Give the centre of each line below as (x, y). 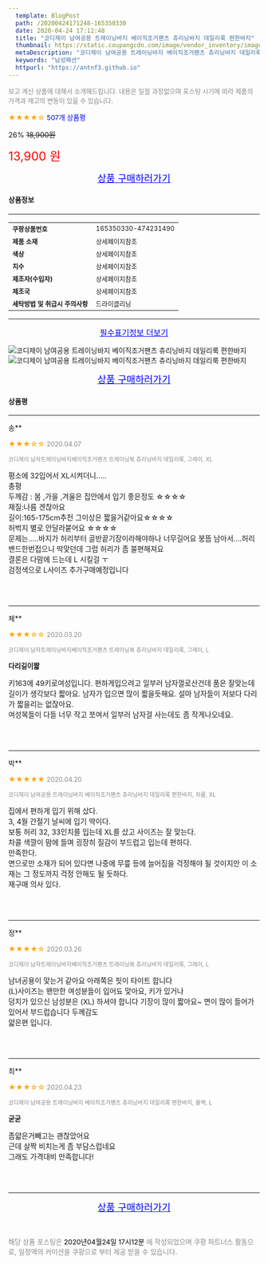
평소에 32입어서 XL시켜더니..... (57, 476)
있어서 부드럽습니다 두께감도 (53, 1012)
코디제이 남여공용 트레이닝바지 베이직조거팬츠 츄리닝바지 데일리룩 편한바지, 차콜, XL (112, 795)
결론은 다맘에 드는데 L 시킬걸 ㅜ (59, 560)
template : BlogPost (48, 16)
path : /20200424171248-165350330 (71, 23)
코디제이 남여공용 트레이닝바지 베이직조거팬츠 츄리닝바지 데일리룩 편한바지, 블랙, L (110, 1103)
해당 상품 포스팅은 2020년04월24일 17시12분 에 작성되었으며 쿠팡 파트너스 (121, 1242)
